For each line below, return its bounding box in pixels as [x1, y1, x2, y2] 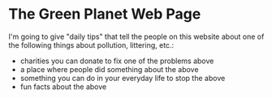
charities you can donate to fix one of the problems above [19, 56, 214, 66]
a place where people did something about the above [19, 64, 199, 74]
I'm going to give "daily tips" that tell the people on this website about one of [8, 32, 265, 41]
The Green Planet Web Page [8, 5, 201, 23]
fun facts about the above [19, 82, 107, 92]
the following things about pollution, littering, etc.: [8, 40, 175, 49]
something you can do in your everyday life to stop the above [19, 73, 226, 83]
